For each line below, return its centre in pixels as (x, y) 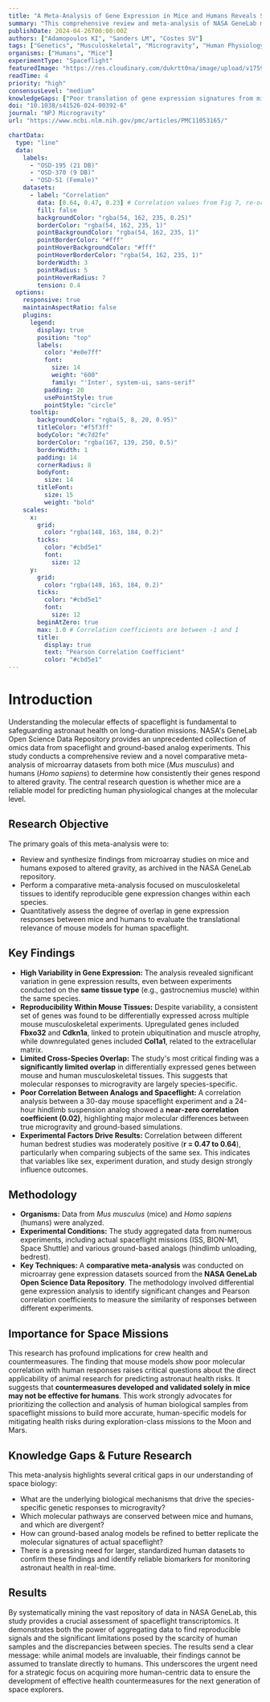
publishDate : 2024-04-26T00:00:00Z (68, 31)
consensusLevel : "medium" (51, 91)
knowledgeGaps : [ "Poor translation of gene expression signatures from (131, 98)
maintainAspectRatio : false (70, 308)
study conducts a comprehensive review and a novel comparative (117, 756)
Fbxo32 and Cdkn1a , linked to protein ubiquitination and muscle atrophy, (140, 1032)
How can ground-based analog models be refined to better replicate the (139, 1533)
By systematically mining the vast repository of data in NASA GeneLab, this (133, 1612)
